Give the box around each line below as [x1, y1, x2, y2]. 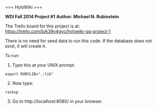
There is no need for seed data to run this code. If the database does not [5, 38, 152, 44]
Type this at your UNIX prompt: [12, 62, 75, 68]
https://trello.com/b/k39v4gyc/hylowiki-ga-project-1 [5, 28, 111, 34]
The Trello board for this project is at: [5, 23, 80, 29]
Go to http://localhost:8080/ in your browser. [12, 98, 103, 104]
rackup [5, 90, 19, 95]
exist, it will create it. [5, 43, 47, 49]
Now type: [12, 81, 33, 86]
